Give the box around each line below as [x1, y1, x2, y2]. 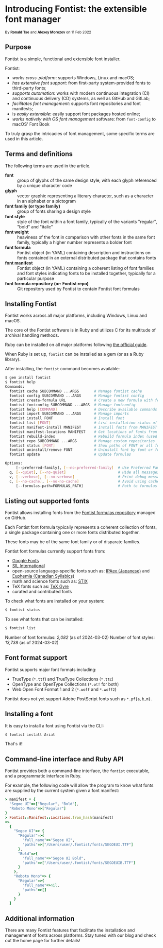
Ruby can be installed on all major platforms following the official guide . [5, 342, 148, 348]
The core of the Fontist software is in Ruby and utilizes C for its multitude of [5, 327, 156, 333]
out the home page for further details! [5, 938, 81, 944]
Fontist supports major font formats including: [5, 667, 97, 672]
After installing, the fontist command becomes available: [5, 366, 120, 372]
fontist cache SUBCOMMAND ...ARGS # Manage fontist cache [9, 389, 142, 394]
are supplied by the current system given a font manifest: [5, 788, 119, 793]
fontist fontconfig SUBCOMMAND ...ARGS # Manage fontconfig [9, 402, 136, 407]
